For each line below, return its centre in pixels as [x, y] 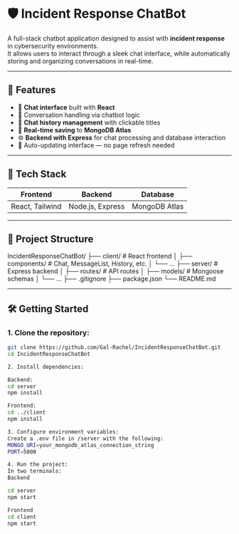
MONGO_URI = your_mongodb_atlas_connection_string [81, 445]
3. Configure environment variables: [63, 431]
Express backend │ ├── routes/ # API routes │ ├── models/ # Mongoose [116, 271]
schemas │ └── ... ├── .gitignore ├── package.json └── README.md [112, 279]
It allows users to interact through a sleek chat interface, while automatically [119, 53]
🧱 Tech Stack [37, 174]
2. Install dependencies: [46, 367]
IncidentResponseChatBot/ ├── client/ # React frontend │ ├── [100, 256]
